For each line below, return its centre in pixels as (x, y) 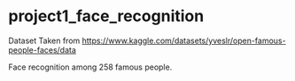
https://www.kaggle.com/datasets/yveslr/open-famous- (184, 40)
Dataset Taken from (44, 40)
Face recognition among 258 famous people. (90, 67)
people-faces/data (43, 49)
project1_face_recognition (106, 16)
